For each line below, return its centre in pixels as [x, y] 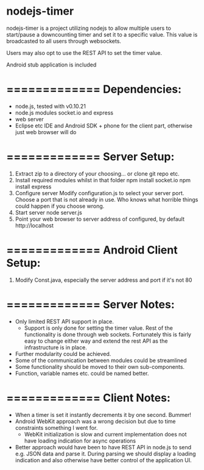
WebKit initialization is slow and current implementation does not [105, 434]
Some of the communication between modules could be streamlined [101, 360]
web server [29, 119]
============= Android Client [92, 250]
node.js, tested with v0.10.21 [51, 106]
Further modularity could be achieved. [63, 354]
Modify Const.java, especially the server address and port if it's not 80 [104, 280]
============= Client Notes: [88, 398]
